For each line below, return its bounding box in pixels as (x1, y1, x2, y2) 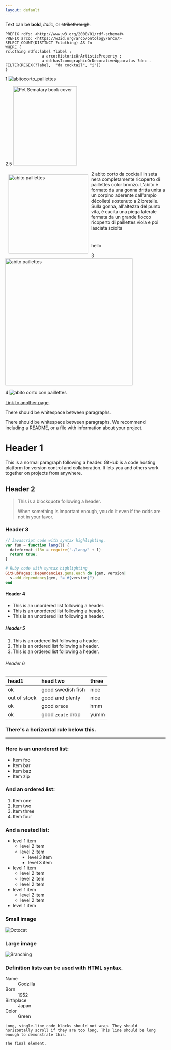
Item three (12, 808, 35, 814)
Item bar (12, 762, 31, 769)
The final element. (5, 1041, 47, 1046)
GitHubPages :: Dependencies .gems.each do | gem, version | (5, 571, 126, 576)
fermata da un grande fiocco (91, 214, 151, 220)
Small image (5, 916, 37, 923)
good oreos (41, 703, 69, 710)
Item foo (12, 757, 31, 763)
